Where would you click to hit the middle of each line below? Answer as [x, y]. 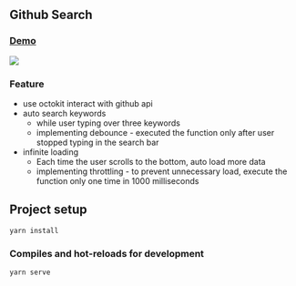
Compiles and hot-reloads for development [107, 253]
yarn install [34, 230]
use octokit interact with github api [87, 103]
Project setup [49, 210]
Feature [27, 84]
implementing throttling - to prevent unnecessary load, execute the [162, 171]
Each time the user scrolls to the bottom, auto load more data [151, 161]
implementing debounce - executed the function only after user [155, 132]
